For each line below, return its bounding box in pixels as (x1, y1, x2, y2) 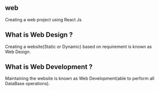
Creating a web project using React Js (5, 16, 82, 22)
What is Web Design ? (5, 31, 73, 39)
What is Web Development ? (5, 63, 93, 71)
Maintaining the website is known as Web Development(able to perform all (5, 76, 155, 81)
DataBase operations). (5, 81, 50, 87)
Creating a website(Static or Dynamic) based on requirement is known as (5, 44, 152, 49)
